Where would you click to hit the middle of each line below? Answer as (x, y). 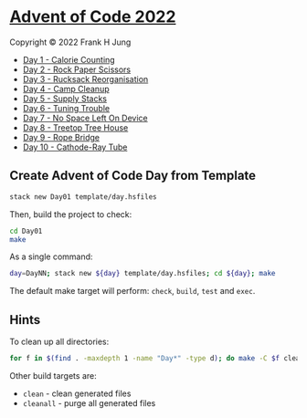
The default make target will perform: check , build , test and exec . (132, 291)
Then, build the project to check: (71, 214)
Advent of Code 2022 (93, 17)
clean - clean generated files (77, 393)
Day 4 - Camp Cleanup (66, 89)
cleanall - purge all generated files (89, 402)
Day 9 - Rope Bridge (61, 137)
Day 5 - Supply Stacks (65, 99)
